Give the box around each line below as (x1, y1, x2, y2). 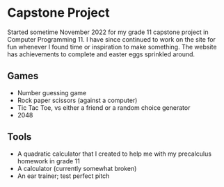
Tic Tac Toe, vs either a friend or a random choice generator (17, 103, 191, 112)
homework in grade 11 (17, 156, 80, 165)
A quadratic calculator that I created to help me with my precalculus (17, 149, 212, 158)
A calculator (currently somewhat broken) (17, 164, 137, 172)
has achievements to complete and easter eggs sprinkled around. (7, 50, 195, 58)
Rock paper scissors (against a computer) (17, 96, 138, 104)
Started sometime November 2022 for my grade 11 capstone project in (7, 28, 209, 36)
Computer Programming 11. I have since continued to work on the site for (7, 35, 216, 43)
